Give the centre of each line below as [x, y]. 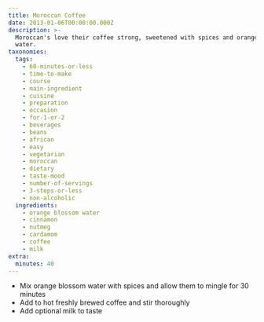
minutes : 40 [35, 264]
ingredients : [37, 205]
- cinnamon [40, 220]
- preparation [45, 103]
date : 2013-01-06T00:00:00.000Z [61, 23]
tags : [24, 60]
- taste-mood [44, 176]
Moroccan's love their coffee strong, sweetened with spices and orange [137, 37]
